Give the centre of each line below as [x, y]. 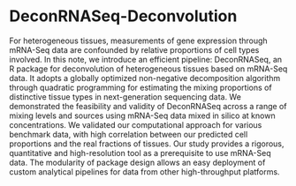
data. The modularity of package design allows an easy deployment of [137, 162]
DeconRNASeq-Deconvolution [123, 16]
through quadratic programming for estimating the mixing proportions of [140, 87]
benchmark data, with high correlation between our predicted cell [129, 134]
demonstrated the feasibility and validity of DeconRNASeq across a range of [148, 106]
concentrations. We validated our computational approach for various [136, 124]
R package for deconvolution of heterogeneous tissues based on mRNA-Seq [148, 69]
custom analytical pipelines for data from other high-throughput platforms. [144, 171]
